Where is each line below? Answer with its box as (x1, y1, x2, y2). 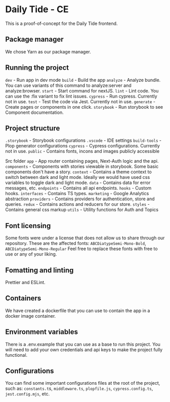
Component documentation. (5, 109, 64, 115)
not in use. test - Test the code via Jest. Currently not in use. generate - (5, 98, 156, 105)
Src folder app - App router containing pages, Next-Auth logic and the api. (5, 158, 159, 164)
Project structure (5, 123, 60, 133)
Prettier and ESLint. (5, 280, 46, 285)
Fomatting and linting (5, 266, 74, 274)
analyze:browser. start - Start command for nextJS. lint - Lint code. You (5, 87, 159, 94)
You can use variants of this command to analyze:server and (5, 82, 132, 88)
